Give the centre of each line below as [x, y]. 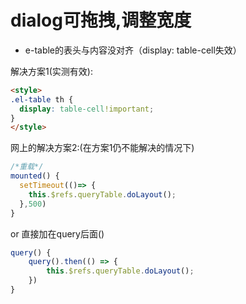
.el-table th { [42, 99]
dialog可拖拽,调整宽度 [101, 20]
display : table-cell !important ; [87, 109]
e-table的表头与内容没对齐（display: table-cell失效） [133, 50]
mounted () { [35, 176]
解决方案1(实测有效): [51, 71]
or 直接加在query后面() [57, 233]
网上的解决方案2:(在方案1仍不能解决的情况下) [102, 148]
